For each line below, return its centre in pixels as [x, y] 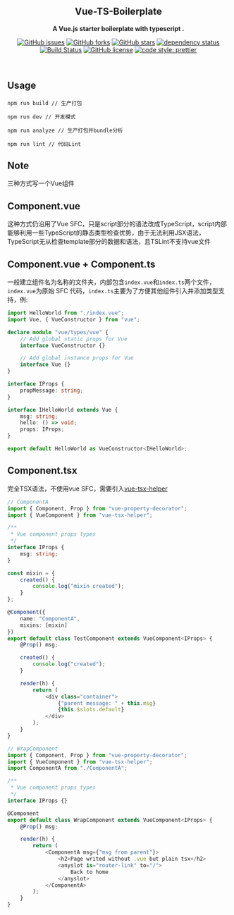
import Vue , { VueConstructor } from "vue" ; [74, 319]
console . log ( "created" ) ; [69, 664]
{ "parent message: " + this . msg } [107, 703]
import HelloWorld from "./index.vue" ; [66, 313]
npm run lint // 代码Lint [44, 144]
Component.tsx [42, 471]
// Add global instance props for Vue [77, 358]
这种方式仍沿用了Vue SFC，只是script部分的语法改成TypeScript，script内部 [117, 224]
